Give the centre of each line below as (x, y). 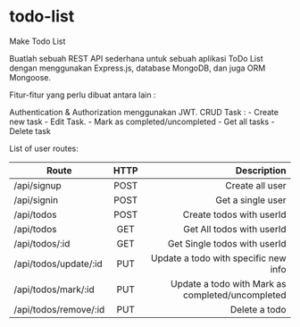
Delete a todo (258, 309)
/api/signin (36, 200)
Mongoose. (30, 77)
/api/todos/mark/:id (54, 289)
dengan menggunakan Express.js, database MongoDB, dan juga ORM (137, 68)
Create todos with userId (234, 214)
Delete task (30, 130)
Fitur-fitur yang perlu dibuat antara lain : (83, 95)
